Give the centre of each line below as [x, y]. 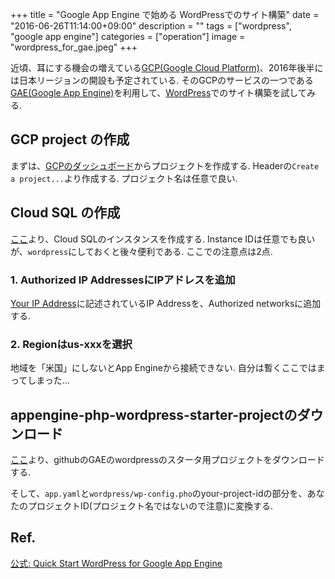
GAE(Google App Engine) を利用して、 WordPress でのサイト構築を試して [158, 92]
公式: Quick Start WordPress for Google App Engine [116, 563]
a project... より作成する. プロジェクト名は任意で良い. [124, 178]
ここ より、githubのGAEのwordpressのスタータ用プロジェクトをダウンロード [167, 460]
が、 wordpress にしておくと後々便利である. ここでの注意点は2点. [141, 251]
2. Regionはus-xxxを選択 [71, 344]
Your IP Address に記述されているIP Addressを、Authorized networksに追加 [166, 303]
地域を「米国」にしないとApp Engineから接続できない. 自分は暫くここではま [168, 368]
